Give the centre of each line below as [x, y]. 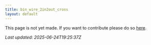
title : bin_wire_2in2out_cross [37, 9]
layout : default [21, 14]
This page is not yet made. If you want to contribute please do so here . [76, 28]
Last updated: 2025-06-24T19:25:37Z [43, 37]
